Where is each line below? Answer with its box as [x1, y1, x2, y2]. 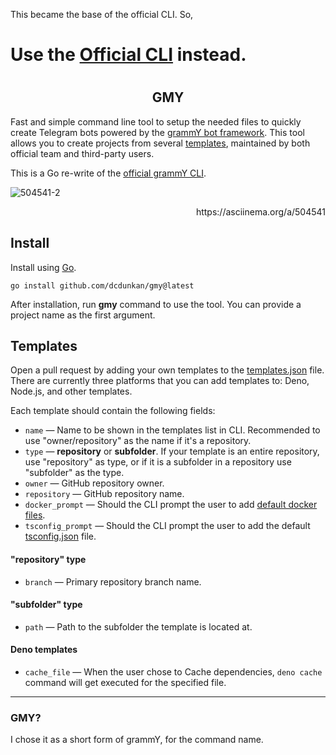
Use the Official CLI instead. [10, 44, 247, 66]
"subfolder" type [10, 599, 83, 611]
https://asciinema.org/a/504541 [195, 205, 326, 218]
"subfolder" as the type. [24, 467, 125, 479]
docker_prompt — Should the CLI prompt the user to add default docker [24, 499, 318, 511]
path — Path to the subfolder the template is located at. [24, 620, 253, 633]
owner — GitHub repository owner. [24, 477, 165, 489]
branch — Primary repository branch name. [24, 575, 202, 588]
